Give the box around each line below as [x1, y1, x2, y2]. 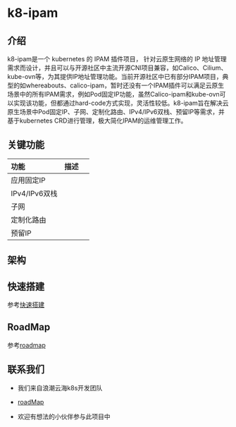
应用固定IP [11, 175, 46, 185]
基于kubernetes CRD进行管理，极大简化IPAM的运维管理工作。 [7, 116, 187, 125]
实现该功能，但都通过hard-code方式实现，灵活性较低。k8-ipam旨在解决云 [13, 99, 229, 107]
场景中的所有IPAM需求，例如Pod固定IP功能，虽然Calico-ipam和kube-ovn [7, 90, 220, 98]
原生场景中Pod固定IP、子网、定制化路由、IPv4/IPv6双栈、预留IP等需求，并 [7, 108, 225, 116]
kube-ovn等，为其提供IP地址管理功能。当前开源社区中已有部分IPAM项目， [7, 73, 223, 80]
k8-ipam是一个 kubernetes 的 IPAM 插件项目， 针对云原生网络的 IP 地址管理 [7, 55, 227, 63]
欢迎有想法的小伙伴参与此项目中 [17, 412, 111, 421]
